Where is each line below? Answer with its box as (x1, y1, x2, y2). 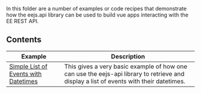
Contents (6, 35, 42, 45)
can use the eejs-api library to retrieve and (64, 69, 185, 78)
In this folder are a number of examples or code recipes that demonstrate (6, 5, 187, 12)
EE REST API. (6, 18, 39, 24)
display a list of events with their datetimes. (64, 77, 185, 85)
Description (111, 52, 145, 60)
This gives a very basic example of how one (64, 62, 187, 70)
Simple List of (9, 62, 48, 70)
